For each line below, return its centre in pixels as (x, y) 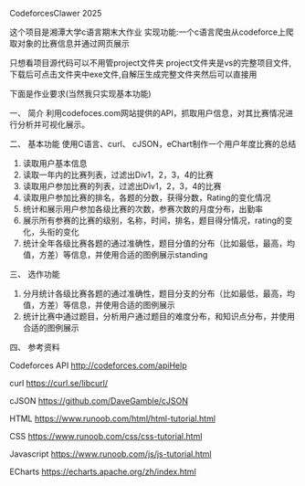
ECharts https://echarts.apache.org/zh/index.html (103, 471)
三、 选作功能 (35, 274)
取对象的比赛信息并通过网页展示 (69, 43)
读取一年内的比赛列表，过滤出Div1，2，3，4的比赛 (118, 174)
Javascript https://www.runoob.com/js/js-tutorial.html (110, 454)
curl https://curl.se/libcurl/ (58, 383)
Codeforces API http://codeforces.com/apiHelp (98, 365)
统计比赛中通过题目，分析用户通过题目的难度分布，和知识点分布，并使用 (158, 316)
